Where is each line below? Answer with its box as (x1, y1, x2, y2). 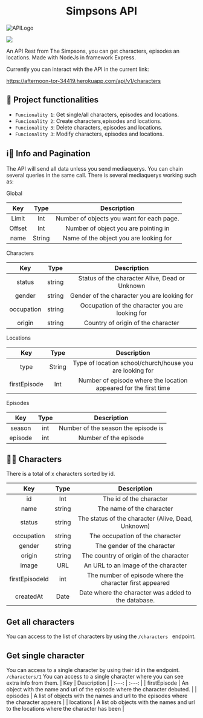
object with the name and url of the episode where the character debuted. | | (6, 686, 197, 693)
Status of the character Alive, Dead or (78, 274, 185, 282)
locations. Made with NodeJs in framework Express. (6, 53, 137, 61)
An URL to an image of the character (83, 561, 187, 570)
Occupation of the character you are (80, 301, 183, 309)
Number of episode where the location (78, 376, 188, 384)
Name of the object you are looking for (62, 234, 172, 242)
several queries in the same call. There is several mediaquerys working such (6, 171, 197, 179)
